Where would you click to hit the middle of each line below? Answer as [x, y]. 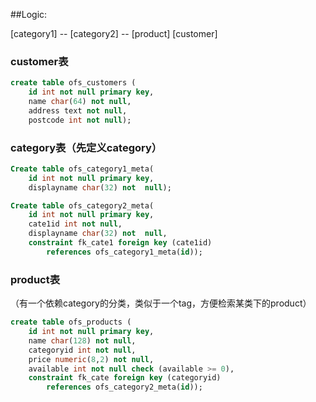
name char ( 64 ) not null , [80, 102]
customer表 [39, 61]
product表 [35, 279]
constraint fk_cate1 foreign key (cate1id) [120, 243]
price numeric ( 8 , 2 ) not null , [91, 359]
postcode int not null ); [80, 120]
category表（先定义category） [86, 147]
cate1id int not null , [75, 224]
